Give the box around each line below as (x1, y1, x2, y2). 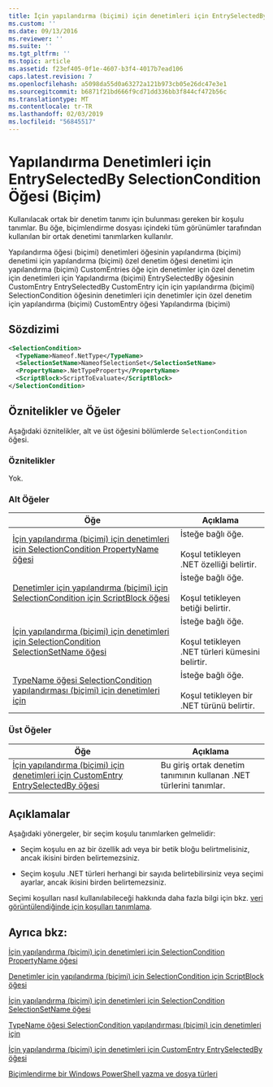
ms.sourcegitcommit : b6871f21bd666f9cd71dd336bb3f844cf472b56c (8, 87, 227, 96)
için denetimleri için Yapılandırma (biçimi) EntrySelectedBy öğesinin (8, 273, 234, 283)
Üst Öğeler (8, 724, 52, 736)
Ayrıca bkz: (8, 925, 67, 939)
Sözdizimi (8, 323, 59, 337)
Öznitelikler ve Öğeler (8, 404, 121, 419)
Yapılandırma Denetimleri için (8, 153, 212, 172)
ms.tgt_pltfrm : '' (8, 50, 71, 58)
